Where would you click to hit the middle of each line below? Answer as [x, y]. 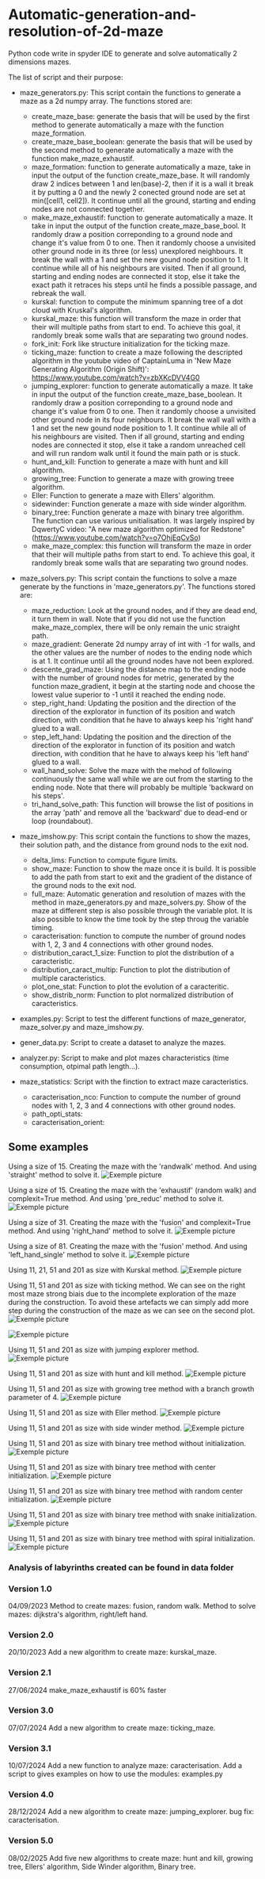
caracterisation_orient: [68, 1122]
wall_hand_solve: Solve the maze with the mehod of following [131, 770]
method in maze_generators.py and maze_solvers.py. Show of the [139, 902]
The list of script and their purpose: [66, 77]
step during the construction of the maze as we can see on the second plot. [132, 1311]
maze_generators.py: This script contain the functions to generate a [130, 92]
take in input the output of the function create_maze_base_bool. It [139, 226]
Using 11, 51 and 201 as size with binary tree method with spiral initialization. [132, 1538]
